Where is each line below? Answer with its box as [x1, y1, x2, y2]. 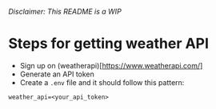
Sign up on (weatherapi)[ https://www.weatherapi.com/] [19, 60, 203, 70]
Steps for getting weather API [8, 35, 210, 53]
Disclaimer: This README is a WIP [8, 7, 122, 16]
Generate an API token [19, 69, 94, 79]
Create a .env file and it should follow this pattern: [19, 77, 185, 87]
